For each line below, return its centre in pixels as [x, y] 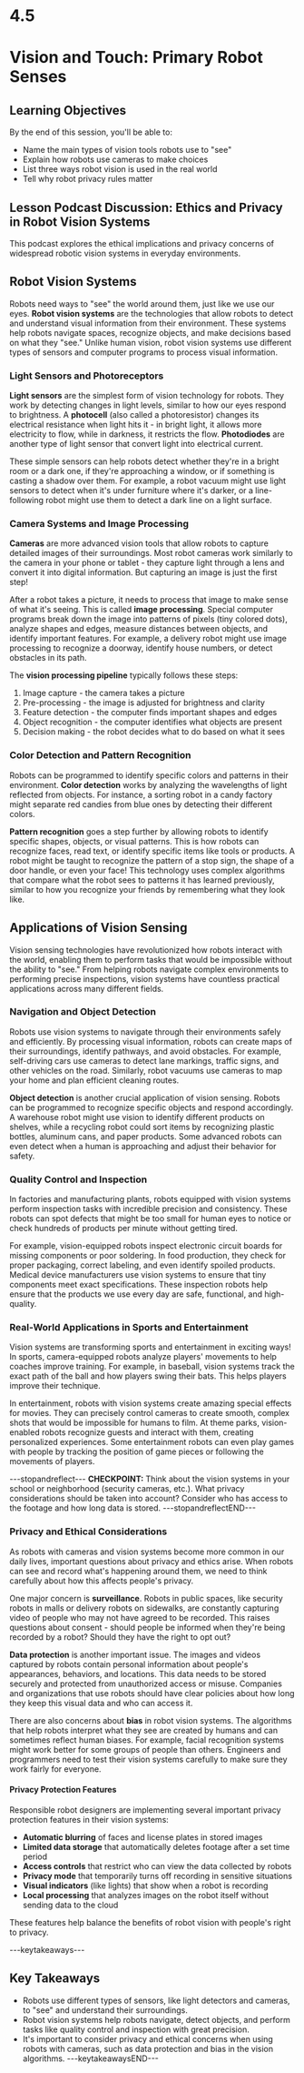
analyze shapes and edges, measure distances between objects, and [139, 629]
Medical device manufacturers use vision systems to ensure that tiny [138, 1275]
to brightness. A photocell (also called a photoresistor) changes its [134, 415]
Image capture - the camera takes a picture [103, 693]
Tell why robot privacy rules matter [88, 179]
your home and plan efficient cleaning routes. [94, 1080]
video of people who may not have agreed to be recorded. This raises [140, 1617]
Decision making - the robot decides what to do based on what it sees [154, 732]
